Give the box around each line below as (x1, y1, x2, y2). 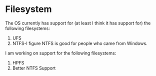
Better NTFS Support (12, 65, 56, 71)
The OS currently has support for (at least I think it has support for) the (5, 20, 151, 26)
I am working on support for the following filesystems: (5, 50, 116, 56)
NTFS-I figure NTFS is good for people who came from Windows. (12, 40, 147, 46)
